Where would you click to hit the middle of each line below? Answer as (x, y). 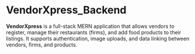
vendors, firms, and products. (42, 45)
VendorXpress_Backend (66, 10)
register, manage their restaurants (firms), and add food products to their (94, 32)
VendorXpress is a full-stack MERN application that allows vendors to (90, 26)
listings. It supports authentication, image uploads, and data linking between (98, 38)
